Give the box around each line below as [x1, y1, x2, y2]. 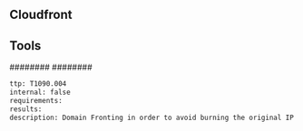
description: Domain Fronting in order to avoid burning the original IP [9, 113, 295, 122]
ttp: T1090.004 [9, 80, 67, 89]
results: [9, 104, 43, 114]
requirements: [9, 96, 64, 105]
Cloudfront [9, 7, 73, 23]
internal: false [9, 88, 71, 98]
